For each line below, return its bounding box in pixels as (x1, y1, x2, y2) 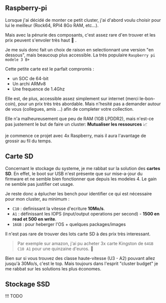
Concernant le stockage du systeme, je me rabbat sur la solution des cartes (5, 165, 161, 171)
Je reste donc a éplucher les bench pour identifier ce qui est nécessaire (5, 190, 152, 197)
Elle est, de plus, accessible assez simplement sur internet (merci (5, 95, 139, 101)
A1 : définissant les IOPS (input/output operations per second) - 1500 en (12, 211, 160, 216)
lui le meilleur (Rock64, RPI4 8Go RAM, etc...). (5, 22, 99, 28)
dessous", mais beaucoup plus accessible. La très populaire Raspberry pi (5, 52, 156, 58)
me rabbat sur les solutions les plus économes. (5, 265, 102, 271)
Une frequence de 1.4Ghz (12, 86, 65, 92)
